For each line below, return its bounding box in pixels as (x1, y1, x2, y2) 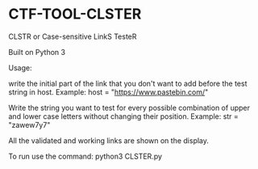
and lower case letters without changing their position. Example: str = (8, 111, 239, 121)
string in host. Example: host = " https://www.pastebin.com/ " (8, 87, 209, 97)
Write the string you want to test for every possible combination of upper (8, 103, 250, 112)
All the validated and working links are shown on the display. (8, 135, 210, 146)
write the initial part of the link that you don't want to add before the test (8, 78, 248, 88)
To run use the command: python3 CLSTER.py (8, 151, 163, 161)
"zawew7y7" (8, 120, 51, 129)
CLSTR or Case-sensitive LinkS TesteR (8, 32, 137, 41)
